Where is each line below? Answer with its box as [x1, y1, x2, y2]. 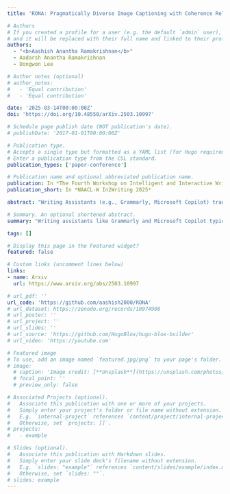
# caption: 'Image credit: [13, 368, 90, 376]
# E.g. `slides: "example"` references [7, 464, 127, 471]
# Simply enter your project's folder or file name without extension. [7, 406, 222, 414]
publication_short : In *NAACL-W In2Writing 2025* [7, 187, 152, 193]
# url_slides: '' [7, 325, 57, 331]
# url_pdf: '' [7, 292, 48, 299]
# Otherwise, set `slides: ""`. [7, 470, 106, 477]
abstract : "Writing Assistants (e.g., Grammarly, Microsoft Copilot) [7, 199, 210, 206]
